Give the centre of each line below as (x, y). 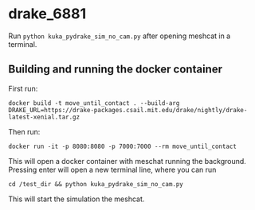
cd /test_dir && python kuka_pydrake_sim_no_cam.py (96, 184)
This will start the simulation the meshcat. (76, 199)
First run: (23, 88)
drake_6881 (47, 14)
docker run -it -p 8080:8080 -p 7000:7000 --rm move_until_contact (123, 146)
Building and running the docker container (116, 70)
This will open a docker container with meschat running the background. (127, 161)
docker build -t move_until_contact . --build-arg (94, 103)
